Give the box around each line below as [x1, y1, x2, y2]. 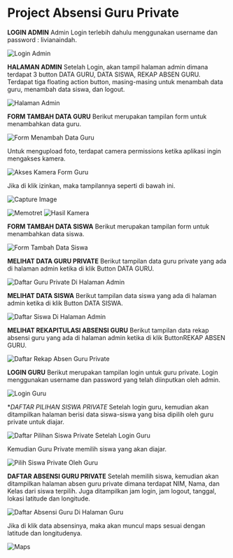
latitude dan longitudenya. [7, 529, 83, 537]
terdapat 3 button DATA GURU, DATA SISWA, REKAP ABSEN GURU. [7, 70, 201, 79]
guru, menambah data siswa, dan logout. [7, 85, 125, 93]
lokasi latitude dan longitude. [7, 494, 91, 503]
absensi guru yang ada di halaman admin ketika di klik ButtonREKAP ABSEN [7, 333, 226, 341]
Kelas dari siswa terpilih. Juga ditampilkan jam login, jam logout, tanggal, [7, 486, 217, 495]
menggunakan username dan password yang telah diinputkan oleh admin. [7, 375, 220, 383]
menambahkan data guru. [7, 119, 82, 128]
